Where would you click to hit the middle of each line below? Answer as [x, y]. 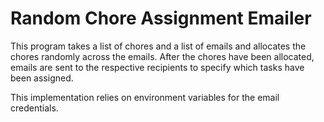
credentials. [34, 108]
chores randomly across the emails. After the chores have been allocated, [162, 56]
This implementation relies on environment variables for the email [145, 97]
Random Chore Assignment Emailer [161, 18]
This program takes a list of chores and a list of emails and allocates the [158, 46]
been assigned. [42, 78]
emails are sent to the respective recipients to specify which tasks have [157, 67]
